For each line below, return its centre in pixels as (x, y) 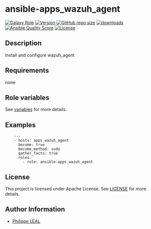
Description (23, 43)
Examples (20, 125)
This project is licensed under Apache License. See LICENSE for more (76, 189)
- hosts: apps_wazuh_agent (41, 141)
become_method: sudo (39, 149)
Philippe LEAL (26, 221)
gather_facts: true (38, 153)
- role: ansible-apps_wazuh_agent (58, 162)
